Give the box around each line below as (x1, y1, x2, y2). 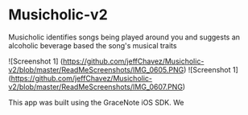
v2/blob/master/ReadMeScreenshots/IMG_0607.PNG (8, 82, 184, 92)
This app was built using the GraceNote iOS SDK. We (8, 97, 184, 107)
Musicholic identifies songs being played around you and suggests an (8, 32, 240, 42)
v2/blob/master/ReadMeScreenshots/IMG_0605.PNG (8, 64, 184, 74)
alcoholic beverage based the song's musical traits (8, 40, 177, 50)
